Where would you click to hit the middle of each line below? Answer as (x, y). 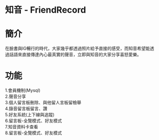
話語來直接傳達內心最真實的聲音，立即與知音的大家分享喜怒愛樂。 (75, 54)
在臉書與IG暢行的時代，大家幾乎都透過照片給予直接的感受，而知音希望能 (78, 49)
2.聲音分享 (16, 96)
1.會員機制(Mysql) (23, 90)
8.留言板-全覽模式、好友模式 (34, 133)
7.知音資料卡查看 (22, 127)
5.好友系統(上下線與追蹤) (30, 115)
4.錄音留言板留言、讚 (26, 109)
